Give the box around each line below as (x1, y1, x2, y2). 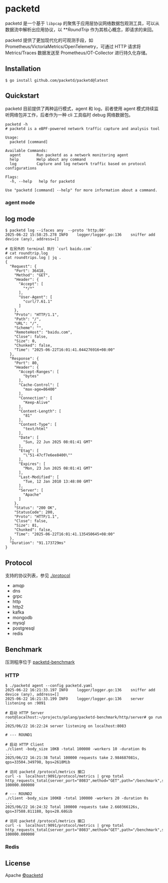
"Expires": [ (18, 462, 46, 467)
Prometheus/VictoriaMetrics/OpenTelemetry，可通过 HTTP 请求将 (5, 43, 141, 49)
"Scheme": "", (14, 326, 43, 331)
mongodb (12, 615, 32, 621)
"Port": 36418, (14, 268, 46, 273)
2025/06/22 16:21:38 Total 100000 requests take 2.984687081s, (5, 756, 140, 761)
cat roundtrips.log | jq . (5, 255, 61, 260)
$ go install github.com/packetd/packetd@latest (5, 78, 108, 83)
